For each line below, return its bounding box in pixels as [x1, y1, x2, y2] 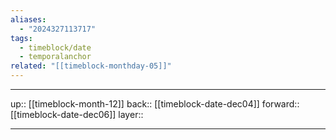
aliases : [10, 14, 47, 25]
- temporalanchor [19, 52, 92, 62]
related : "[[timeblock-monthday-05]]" [10, 61, 172, 71]
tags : [10, 33, 33, 43]
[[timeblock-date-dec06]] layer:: [10, 109, 144, 120]
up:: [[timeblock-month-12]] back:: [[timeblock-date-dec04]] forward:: [10, 98, 300, 110]
